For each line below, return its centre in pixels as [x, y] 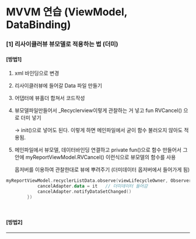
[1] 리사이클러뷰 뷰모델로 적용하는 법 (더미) [62, 44]
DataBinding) [38, 25]
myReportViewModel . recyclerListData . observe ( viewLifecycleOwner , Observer [99, 181]
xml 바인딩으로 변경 [37, 73]
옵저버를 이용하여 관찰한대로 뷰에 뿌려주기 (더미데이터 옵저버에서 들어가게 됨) [102, 169]
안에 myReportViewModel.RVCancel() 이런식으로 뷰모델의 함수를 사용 [95, 157]
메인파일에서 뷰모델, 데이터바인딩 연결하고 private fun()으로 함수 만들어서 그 [101, 150]
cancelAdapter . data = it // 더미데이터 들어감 [92, 186]
